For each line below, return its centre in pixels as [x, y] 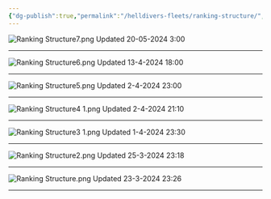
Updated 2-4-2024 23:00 [139, 85]
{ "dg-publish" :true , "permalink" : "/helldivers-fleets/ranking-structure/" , [137, 16]
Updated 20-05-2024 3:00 [140, 39]
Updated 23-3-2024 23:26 [137, 178]
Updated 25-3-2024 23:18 [141, 155]
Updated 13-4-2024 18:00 [140, 62]
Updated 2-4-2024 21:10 [143, 108]
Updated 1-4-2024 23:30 [144, 132]
